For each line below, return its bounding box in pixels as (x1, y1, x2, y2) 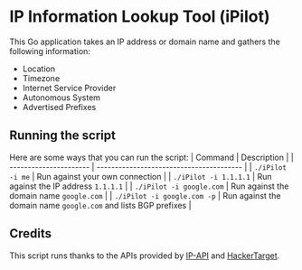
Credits (9, 226, 52, 241)
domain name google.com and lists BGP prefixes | (9, 200, 192, 210)
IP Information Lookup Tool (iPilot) (9, 6, 270, 27)
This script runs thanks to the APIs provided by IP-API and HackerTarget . (9, 250, 280, 261)
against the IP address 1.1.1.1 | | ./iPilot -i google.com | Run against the (9, 181, 289, 191)
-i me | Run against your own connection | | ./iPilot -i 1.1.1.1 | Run (9, 171, 272, 182)
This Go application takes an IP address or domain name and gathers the (9, 36, 280, 47)
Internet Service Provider (22, 82, 117, 93)
